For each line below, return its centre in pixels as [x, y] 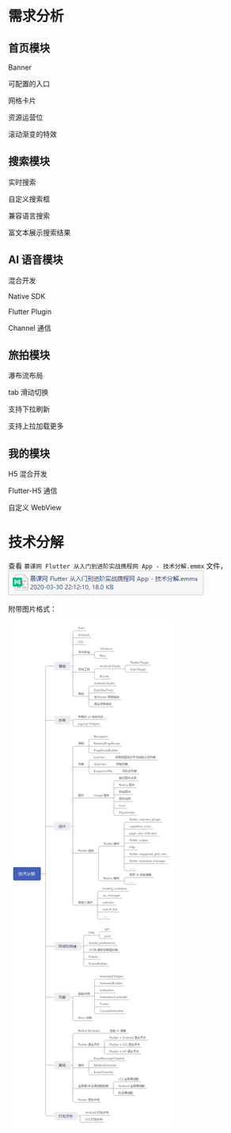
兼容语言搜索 [29, 215]
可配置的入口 [29, 83]
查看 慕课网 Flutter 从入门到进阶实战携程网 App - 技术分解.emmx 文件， [118, 566]
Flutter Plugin [30, 311]
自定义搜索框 [29, 199]
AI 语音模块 [36, 260]
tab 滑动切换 [28, 392]
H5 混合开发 [28, 474]
